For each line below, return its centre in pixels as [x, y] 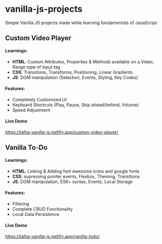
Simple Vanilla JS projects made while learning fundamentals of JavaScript [81, 23]
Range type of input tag [36, 67]
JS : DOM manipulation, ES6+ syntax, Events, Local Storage [72, 182]
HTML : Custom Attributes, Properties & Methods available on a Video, [83, 61]
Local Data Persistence [36, 214]
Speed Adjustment [31, 110]
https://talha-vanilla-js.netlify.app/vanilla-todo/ [52, 236]
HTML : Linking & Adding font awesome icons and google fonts [76, 171]
